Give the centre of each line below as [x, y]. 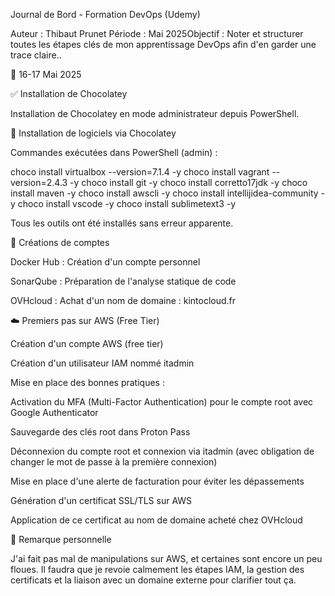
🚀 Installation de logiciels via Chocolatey [93, 133]
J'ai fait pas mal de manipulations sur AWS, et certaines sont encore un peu [166, 558]
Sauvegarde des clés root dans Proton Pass [100, 432]
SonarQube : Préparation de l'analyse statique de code [123, 281]
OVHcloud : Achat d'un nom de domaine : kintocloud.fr [123, 300]
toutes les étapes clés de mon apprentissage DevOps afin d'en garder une [163, 44]
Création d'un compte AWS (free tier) [87, 343]
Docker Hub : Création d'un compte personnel [105, 262]
